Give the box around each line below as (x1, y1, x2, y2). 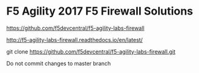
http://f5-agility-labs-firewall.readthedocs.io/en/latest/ (6, 36, 143, 43)
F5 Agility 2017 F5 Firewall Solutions (6, 4, 194, 18)
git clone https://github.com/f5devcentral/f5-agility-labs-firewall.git (6, 47, 176, 55)
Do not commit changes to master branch (6, 60, 111, 67)
